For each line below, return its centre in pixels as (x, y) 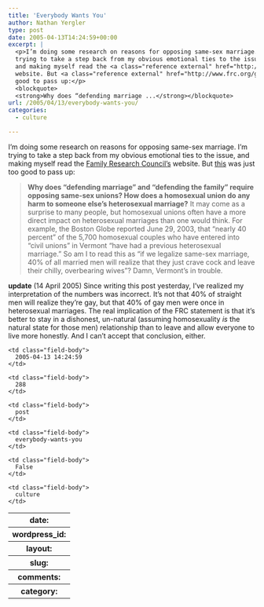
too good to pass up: (42, 172)
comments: (39, 576)
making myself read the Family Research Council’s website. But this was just (132, 163)
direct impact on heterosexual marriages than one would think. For (135, 220)
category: (39, 591)
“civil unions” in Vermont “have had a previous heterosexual (124, 245)
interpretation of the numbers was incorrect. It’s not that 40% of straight (125, 294)
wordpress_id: (39, 534)
